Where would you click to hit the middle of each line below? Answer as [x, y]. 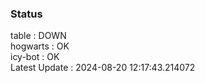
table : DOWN [38, 36]
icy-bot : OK [35, 57]
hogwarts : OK [40, 46]
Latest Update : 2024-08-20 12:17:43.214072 [103, 68]
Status [26, 14]
